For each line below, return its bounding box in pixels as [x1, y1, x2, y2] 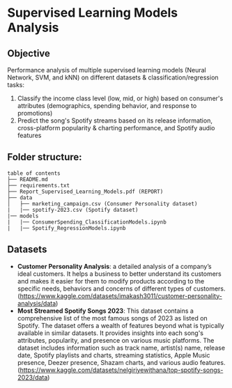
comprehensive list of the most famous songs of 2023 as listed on [17, 313, 208, 322]
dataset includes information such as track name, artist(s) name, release [17, 343, 225, 352]
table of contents [7, 169, 61, 177]
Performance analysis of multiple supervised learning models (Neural [7, 66, 207, 74]
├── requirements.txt [7, 182, 70, 189]
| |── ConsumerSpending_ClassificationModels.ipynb [7, 218, 167, 226]
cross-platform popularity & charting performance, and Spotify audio [17, 124, 215, 132]
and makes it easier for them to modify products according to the [17, 277, 205, 285]
